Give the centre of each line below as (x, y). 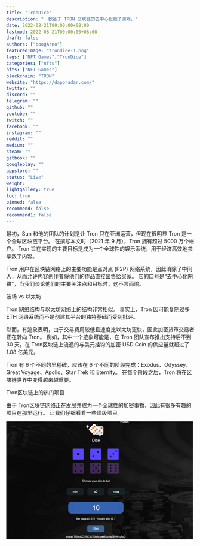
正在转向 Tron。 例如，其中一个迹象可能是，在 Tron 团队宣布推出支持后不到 (99, 337)
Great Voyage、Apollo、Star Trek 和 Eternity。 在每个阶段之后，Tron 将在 (96, 372)
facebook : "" (22, 126)
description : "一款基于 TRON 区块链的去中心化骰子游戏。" (72, 19)
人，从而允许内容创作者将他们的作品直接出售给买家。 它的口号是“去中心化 (97, 276)
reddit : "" (20, 139)
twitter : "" (21, 89)
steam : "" (19, 152)
